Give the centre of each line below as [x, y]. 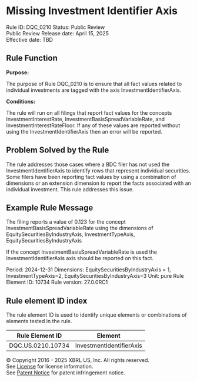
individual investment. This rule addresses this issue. [70, 189]
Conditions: [21, 101]
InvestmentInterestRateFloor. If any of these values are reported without [93, 125]
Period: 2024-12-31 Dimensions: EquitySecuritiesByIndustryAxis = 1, [89, 270]
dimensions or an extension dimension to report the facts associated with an [98, 183]
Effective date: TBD [29, 39]
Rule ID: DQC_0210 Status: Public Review [56, 27]
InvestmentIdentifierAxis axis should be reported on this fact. [80, 258]
